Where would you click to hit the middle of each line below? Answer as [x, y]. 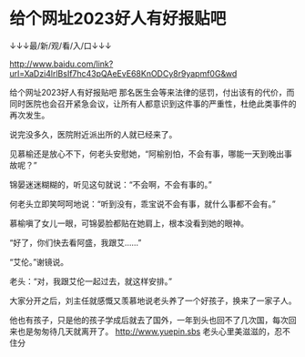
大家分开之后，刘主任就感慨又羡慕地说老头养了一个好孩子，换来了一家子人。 [153, 301]
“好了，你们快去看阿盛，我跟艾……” [76, 242]
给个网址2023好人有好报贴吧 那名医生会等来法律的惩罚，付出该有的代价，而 [152, 92]
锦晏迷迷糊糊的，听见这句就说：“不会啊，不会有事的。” [111, 184]
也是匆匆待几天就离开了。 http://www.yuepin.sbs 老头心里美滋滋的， [146, 331]
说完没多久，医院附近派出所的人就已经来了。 [93, 134]
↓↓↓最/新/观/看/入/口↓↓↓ [61, 46]
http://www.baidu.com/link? [61, 64]
